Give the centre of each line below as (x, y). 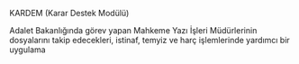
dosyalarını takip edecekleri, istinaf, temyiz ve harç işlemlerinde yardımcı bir (149, 40)
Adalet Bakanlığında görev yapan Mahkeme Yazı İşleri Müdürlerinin (133, 30)
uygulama (28, 50)
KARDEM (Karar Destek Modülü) (69, 13)
